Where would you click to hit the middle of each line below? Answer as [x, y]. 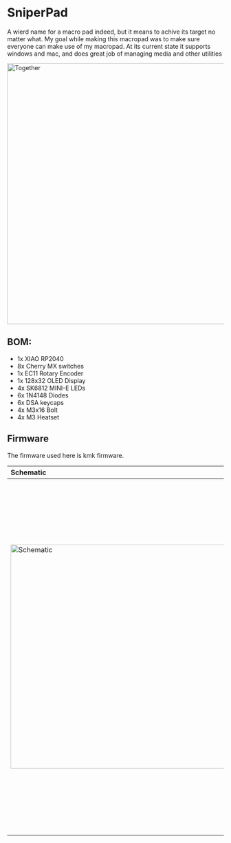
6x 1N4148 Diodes [43, 395]
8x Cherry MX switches [51, 366]
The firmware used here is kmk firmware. [66, 455]
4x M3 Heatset [38, 417]
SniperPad [38, 13]
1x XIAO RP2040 [40, 358]
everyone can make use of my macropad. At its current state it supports [109, 46]
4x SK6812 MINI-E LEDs [51, 388]
